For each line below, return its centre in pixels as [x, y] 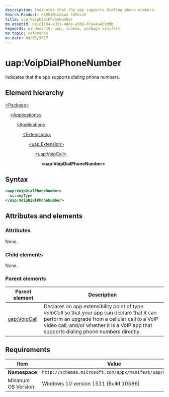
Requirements [28, 349]
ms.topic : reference [27, 33]
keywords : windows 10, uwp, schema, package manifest [63, 29]
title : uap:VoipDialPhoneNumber [39, 19]
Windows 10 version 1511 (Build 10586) [91, 384]
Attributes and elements [44, 216]
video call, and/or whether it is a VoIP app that [98, 325]
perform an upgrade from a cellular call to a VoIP [101, 319]
